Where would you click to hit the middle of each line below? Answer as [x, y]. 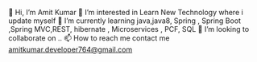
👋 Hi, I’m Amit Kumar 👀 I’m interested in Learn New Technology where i [126, 12]
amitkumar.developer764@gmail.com [70, 49]
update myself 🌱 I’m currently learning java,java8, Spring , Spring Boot [125, 21]
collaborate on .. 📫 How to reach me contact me [89, 38]
